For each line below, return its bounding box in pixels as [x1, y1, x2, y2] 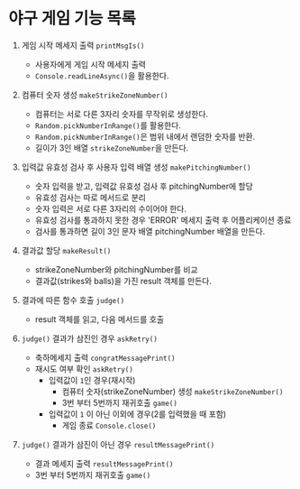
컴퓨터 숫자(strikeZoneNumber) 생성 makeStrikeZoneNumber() [61, 385, 284, 397]
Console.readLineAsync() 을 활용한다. [34, 69, 169, 81]
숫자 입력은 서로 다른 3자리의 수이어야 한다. [34, 203, 186, 214]
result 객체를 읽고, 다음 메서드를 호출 [34, 313, 164, 325]
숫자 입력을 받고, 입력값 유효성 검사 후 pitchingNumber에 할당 [34, 180, 253, 191]
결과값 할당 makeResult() [21, 244, 112, 255]
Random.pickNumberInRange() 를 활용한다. [34, 119, 182, 131]
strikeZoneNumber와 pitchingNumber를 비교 [34, 263, 199, 275]
